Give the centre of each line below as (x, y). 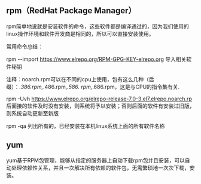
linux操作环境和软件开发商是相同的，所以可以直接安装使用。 (80, 33)
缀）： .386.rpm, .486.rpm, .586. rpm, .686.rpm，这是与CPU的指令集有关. (93, 87)
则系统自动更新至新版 (32, 113)
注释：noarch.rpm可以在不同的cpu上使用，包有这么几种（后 (80, 79)
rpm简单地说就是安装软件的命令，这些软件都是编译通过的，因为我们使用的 (98, 26)
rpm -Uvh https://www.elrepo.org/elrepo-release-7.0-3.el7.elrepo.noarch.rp (99, 99)
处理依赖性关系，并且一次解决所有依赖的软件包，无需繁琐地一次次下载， (100, 168)
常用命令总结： (25, 46)
